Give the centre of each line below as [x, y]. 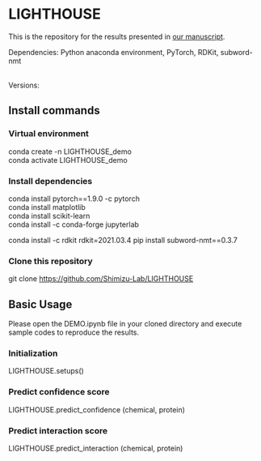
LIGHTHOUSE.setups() [46, 371]
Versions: [24, 85]
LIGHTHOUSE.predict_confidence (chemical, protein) [97, 409]
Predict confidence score [59, 392]
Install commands [54, 111]
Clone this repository [51, 261]
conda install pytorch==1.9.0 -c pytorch [74, 198]
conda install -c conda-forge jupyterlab [74, 224]
